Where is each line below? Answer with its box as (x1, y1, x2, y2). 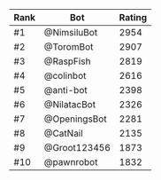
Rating (119, 12, 148, 23)
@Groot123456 (43, 142, 111, 153)
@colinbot (43, 70, 87, 82)
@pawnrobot (43, 156, 98, 168)
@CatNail (43, 128, 84, 139)
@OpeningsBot (43, 113, 108, 125)
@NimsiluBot (43, 27, 98, 38)
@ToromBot (43, 41, 94, 52)
